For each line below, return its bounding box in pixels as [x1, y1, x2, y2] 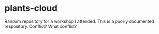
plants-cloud [4, 3, 58, 14]
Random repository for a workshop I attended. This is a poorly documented [4, 18, 154, 24]
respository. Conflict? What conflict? [4, 23, 77, 29]
